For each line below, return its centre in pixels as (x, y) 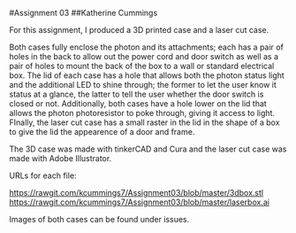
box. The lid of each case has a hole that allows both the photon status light (147, 75)
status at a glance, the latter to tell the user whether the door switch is (137, 94)
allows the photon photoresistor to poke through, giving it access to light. (142, 113)
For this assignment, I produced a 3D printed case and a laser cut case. (139, 30)
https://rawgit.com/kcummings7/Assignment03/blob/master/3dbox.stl (136, 193)
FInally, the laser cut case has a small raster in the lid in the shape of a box (144, 122)
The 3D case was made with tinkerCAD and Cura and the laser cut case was (148, 149)
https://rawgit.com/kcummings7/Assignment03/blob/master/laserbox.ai (139, 202)
